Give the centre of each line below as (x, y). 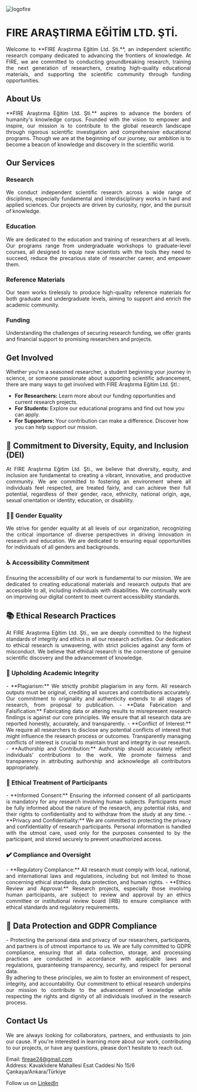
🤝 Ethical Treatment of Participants (57, 782)
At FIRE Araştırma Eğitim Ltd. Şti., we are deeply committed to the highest (98, 633)
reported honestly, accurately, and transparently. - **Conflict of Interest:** (98, 723)
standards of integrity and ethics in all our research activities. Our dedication (98, 639)
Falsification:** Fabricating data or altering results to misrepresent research (98, 711)
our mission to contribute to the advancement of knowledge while (98, 990)
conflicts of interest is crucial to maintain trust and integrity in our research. (98, 742)
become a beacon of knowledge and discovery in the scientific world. (90, 144)
